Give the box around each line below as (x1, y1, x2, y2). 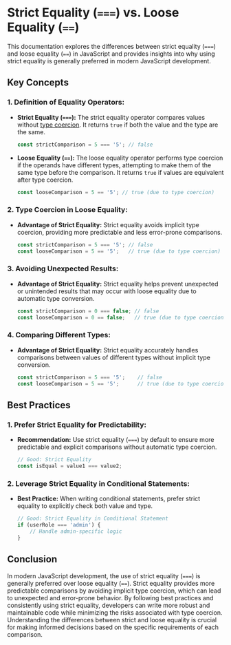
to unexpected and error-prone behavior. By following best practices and (7, 593, 214, 602)
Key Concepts (7, 77, 69, 89)
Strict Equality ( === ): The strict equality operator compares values (16, 113, 205, 121)
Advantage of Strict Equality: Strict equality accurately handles (16, 346, 199, 354)
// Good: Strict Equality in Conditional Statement (16, 515, 168, 522)
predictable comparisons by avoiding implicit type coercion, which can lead (7, 586, 221, 595)
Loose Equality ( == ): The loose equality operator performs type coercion (16, 154, 223, 162)
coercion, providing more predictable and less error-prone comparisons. (16, 228, 223, 236)
